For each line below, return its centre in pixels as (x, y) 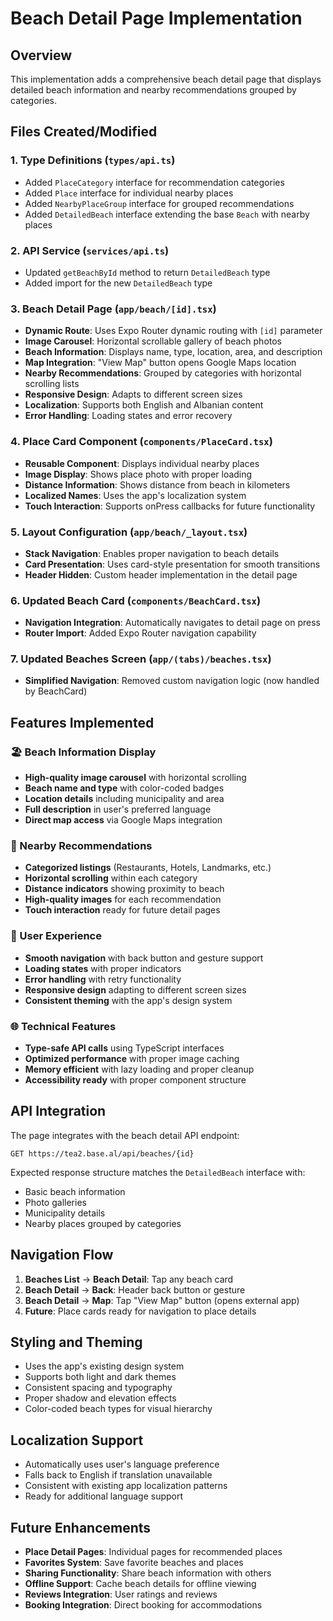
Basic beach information (75, 1191)
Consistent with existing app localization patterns (126, 1486)
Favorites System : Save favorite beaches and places (134, 1563)
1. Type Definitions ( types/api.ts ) (93, 160)
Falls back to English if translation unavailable (118, 1475)
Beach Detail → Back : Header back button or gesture (135, 1289)
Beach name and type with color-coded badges (124, 788)
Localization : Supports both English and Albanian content (144, 405)
